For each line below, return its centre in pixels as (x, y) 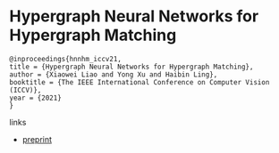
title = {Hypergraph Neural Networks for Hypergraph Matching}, (131, 67)
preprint (37, 139)
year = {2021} (36, 98)
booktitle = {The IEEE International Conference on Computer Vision (139, 82)
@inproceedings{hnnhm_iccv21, (66, 59)
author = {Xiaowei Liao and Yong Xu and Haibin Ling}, (114, 74)
